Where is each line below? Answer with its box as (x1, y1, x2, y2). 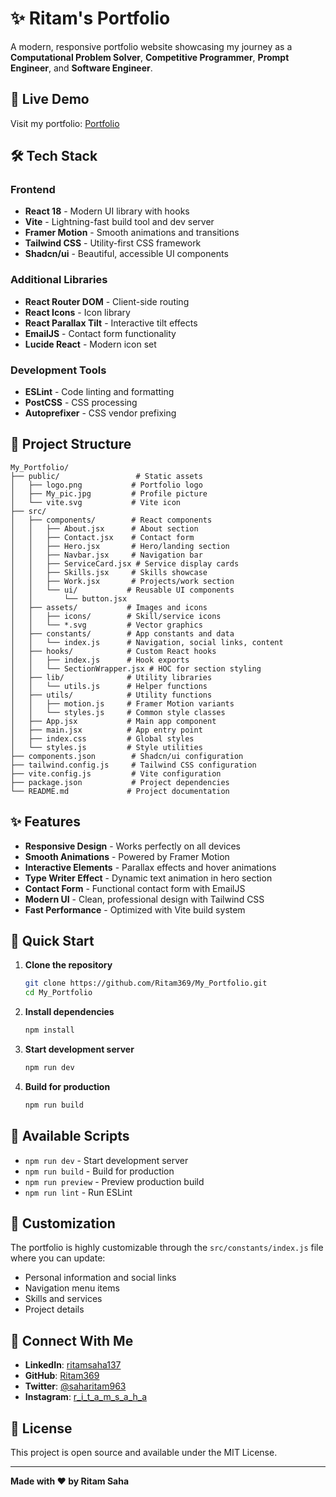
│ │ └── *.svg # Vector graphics (10, 620, 203, 630)
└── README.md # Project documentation (10, 786, 230, 796)
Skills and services (24, 1293, 103, 1305)
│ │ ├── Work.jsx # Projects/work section (10, 576, 235, 586)
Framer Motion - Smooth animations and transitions (24, 227, 240, 239)
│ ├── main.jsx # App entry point (10, 725, 203, 735)
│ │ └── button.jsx (10, 593, 128, 604)
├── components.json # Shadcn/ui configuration (10, 751, 244, 761)
